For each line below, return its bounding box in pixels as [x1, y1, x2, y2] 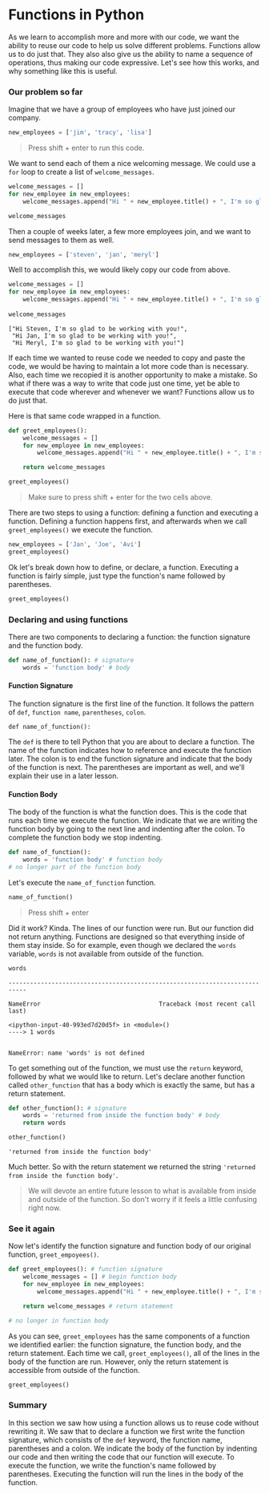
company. [8, 113, 42, 123]
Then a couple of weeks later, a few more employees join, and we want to [8, 226, 251, 236]
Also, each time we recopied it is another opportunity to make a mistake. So [8, 370, 258, 379]
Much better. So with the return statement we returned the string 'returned [8, 1162, 256, 1172]
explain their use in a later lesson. [8, 771, 118, 780]
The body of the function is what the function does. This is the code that [8, 808, 247, 817]
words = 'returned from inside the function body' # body [22, 1111, 220, 1119]
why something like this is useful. [8, 66, 118, 75]
